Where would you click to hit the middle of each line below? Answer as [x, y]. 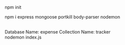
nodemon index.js [23, 37]
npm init [13, 7]
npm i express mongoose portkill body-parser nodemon [62, 17]
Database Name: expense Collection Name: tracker [58, 32]
